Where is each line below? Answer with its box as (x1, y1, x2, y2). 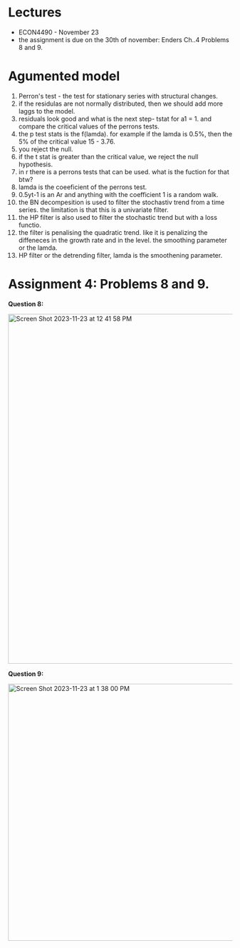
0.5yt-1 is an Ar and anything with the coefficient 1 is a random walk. (18, 190, 219, 198)
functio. (18, 221, 41, 229)
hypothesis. (18, 160, 53, 168)
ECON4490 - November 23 (18, 28, 99, 36)
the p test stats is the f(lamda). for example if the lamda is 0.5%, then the (18, 129, 233, 138)
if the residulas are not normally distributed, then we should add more (18, 99, 224, 108)
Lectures (8, 4, 62, 21)
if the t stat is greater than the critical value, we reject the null (18, 152, 199, 161)
